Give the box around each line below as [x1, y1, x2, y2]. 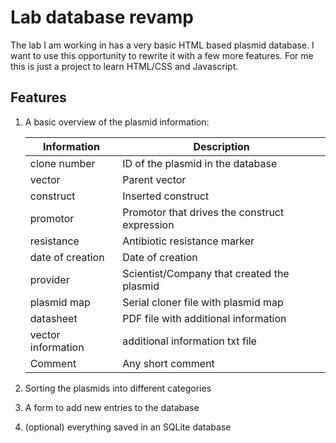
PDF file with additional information [122, 311, 287, 325]
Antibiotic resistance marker [122, 234, 255, 248]
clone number [29, 156, 96, 170]
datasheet [29, 311, 78, 325]
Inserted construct [122, 189, 210, 203]
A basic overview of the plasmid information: [24, 116, 210, 128]
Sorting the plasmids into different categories [24, 382, 212, 394]
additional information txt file [122, 334, 257, 348]
